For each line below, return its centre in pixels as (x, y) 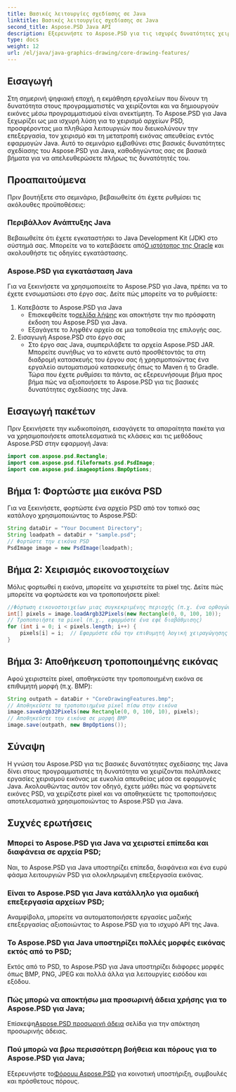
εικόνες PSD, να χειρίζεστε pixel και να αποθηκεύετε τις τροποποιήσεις (112, 794)
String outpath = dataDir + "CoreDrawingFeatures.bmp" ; (91, 699)
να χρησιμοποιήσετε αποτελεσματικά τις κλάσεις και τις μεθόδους (105, 435)
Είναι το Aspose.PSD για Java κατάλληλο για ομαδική (103, 893)
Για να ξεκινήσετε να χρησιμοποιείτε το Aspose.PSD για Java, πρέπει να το (118, 287)
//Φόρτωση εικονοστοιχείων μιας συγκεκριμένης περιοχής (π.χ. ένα (106, 607)
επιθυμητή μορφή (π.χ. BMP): (50, 686)
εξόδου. (19, 982)
